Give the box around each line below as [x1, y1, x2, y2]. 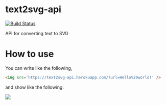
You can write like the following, [5, 65, 73, 71]
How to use [5, 48, 54, 60]
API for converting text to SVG [5, 30, 69, 36]
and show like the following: [5, 84, 64, 90]
